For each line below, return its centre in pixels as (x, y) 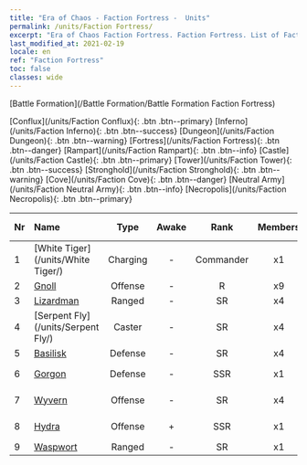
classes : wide (37, 78)
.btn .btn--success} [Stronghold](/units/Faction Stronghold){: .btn (133, 169)
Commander (222, 259)
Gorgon (50, 374)
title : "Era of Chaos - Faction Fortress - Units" (110, 18)
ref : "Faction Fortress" (57, 60)
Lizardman (56, 301)
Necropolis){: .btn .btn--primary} (71, 198)
